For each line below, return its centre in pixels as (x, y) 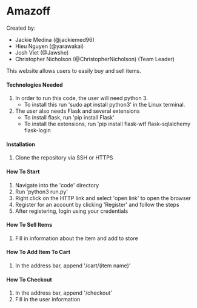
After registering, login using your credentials (72, 211)
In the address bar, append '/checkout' (64, 293)
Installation (21, 144)
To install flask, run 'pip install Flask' (69, 118)
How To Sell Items (29, 225)
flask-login (37, 130)
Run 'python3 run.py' (42, 192)
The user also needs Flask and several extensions (77, 111)
